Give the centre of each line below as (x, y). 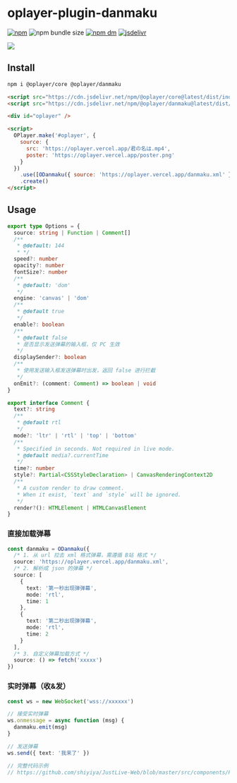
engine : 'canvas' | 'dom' (52, 298)
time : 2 (37, 634)
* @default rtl (39, 423)
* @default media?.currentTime (63, 455)
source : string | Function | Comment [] (72, 233)
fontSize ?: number (41, 272)
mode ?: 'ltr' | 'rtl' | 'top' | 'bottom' (75, 435)
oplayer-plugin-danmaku (82, 13)
